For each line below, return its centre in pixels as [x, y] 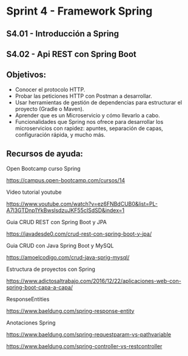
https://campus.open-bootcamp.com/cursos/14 [66, 180]
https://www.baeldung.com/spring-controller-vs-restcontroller [84, 346]
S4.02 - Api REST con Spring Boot [71, 54]
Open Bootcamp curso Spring [43, 168]
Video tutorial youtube [34, 192]
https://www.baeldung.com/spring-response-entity [70, 310]
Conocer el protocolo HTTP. [50, 89]
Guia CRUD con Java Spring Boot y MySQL [60, 245]
